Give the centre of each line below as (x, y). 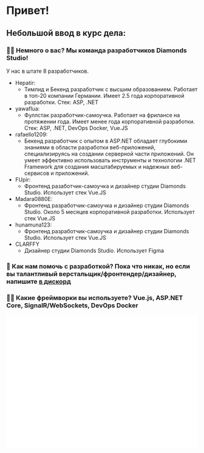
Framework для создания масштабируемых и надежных (97, 166)
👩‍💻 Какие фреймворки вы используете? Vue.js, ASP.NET (95, 298)
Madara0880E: (34, 199)
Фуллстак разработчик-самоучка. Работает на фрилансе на (102, 115)
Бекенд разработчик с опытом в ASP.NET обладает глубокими (106, 141)
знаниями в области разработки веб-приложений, (90, 147)
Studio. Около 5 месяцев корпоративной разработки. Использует (110, 212)
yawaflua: (27, 108)
